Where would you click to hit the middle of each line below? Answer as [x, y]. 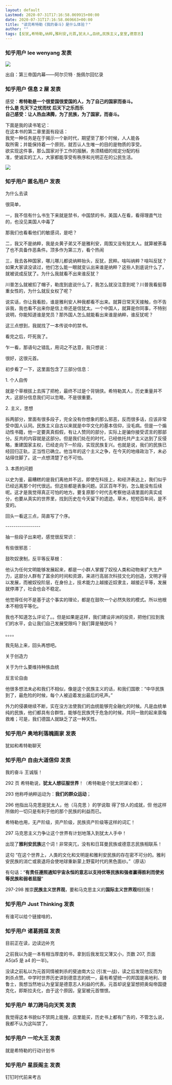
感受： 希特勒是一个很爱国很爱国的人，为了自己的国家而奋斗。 [70, 101]
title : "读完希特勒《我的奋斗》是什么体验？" [48, 24]
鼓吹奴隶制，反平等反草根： [35, 558]
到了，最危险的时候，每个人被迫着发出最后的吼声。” [59, 695]
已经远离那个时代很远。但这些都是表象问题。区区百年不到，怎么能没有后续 [84, 486]
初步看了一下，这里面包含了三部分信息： [48, 369]
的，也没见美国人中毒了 [30, 222]
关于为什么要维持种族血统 [32, 667]
